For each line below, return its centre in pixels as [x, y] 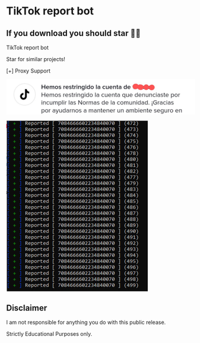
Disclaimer [27, 308]
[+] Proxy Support [28, 71]
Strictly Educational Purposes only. [49, 334]
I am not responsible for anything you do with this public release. [86, 323]
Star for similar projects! [36, 59]
